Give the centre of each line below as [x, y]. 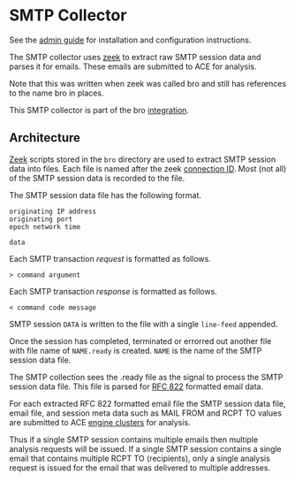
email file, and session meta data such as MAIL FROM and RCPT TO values [146, 413]
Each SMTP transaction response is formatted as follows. [113, 291]
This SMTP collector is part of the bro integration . [99, 110]
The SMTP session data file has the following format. [105, 195]
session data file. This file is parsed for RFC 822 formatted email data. [136, 386]
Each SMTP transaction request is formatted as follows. [110, 258]
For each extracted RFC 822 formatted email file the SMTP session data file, [147, 403]
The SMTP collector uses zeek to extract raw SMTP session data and [135, 57]
